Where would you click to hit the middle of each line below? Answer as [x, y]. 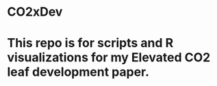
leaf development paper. [78, 72]
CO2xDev [35, 12]
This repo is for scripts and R [90, 43]
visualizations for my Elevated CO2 [109, 58]
